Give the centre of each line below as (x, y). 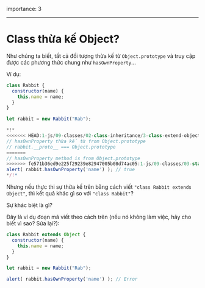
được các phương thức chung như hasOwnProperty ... (71, 62)
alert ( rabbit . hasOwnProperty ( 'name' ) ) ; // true (71, 170)
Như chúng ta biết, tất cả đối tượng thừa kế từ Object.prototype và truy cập (101, 56)
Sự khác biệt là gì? (30, 205)
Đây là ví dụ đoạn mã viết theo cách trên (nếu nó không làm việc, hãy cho (99, 217)
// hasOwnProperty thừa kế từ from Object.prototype (76, 141)
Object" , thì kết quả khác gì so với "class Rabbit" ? (70, 194)
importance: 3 (24, 9)
